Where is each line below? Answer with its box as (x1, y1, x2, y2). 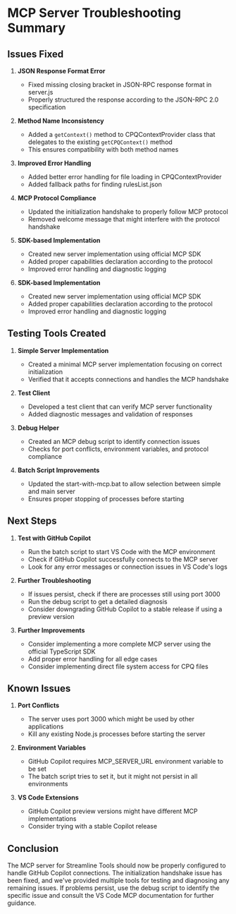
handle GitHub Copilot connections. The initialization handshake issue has (7, 869, 223, 877)
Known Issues (7, 683, 71, 694)
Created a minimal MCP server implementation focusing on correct (27, 360, 223, 368)
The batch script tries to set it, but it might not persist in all (27, 772, 198, 781)
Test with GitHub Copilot (17, 534, 92, 542)
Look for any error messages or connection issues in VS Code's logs (27, 563, 228, 571)
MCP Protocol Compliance (17, 194, 97, 202)
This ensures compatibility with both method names (27, 145, 179, 153)
